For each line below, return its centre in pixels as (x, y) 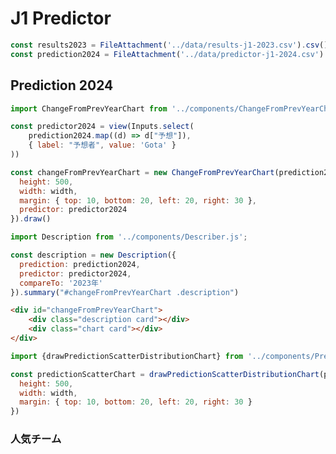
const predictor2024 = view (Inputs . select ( (102, 127)
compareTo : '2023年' (61, 283)
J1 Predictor (61, 18)
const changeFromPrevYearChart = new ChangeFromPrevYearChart (142, 172)
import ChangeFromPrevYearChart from (89, 108)
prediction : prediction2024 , (80, 264)
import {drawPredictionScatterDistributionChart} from (127, 356)
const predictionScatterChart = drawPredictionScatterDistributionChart (165, 374)
